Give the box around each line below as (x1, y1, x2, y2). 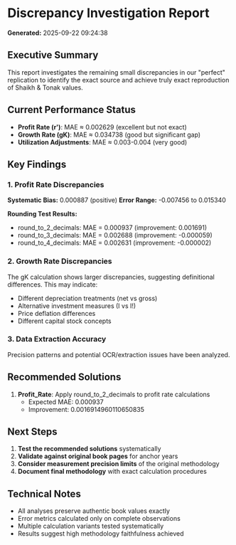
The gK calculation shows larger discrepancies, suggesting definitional (7, 272, 215, 281)
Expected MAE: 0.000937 (28, 397, 104, 406)
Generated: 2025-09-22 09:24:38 (7, 28, 108, 37)
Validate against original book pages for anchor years (17, 452, 178, 460)
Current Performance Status (7, 104, 136, 116)
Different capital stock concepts (17, 317, 112, 325)
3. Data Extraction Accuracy (7, 334, 107, 344)
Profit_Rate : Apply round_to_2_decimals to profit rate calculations (17, 390, 210, 398)
